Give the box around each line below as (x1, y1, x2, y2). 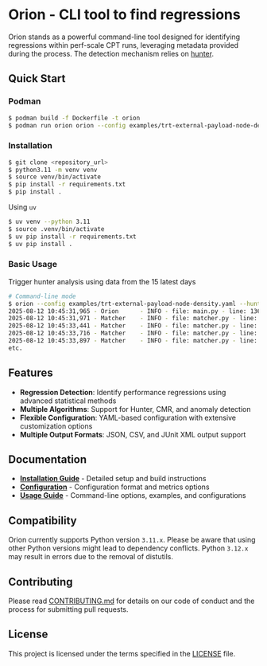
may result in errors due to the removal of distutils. (8, 552, 173, 562)
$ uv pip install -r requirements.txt (8, 233, 137, 241)
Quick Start (8, 72, 66, 85)
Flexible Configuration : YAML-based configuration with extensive (19, 413, 237, 422)
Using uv (8, 202, 37, 212)
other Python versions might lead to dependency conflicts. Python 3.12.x (8, 543, 249, 553)
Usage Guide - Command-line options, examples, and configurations (19, 491, 246, 500)
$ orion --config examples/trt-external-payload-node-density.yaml (8, 300, 237, 308)
